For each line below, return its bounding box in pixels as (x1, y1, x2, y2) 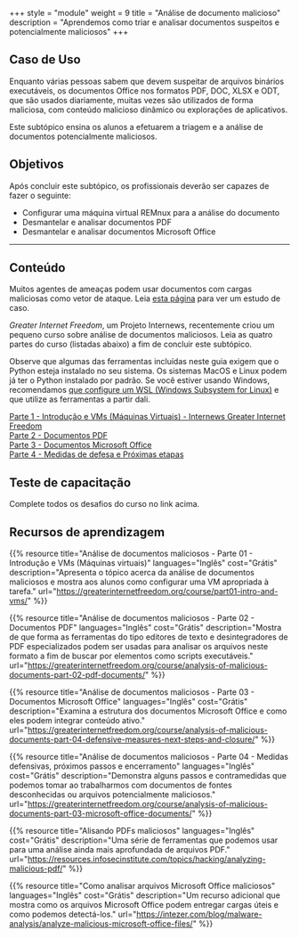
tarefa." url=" (9, 586, 57, 597)
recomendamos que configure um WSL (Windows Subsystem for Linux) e (9, 385, 279, 396)
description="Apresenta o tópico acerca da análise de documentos (9, 567, 255, 578)
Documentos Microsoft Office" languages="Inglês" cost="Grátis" (9, 697, 248, 707)
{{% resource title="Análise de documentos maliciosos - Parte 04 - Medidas (9, 752, 289, 763)
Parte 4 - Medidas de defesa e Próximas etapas (9, 449, 184, 460)
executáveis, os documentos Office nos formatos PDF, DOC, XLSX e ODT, (9, 85, 280, 96)
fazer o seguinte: (9, 190, 71, 200)
